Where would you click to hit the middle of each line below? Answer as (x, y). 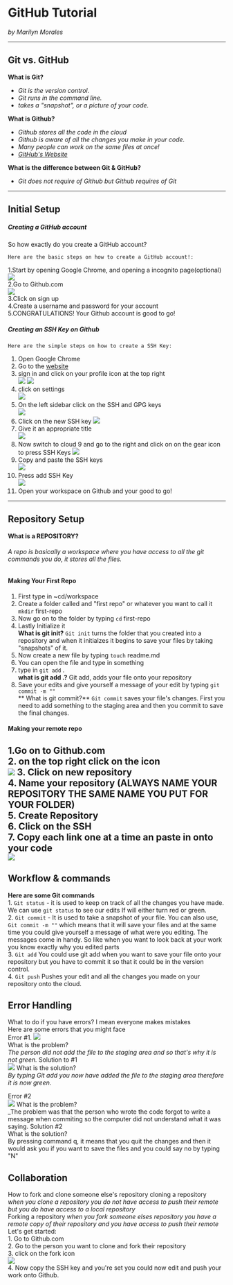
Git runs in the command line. (60, 98)
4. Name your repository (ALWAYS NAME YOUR (113, 783)
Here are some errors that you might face (67, 1029)
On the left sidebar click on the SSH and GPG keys (90, 405)
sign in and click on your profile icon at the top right (91, 374)
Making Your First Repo (42, 581)
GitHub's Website (43, 154)
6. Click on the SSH (50, 826)
